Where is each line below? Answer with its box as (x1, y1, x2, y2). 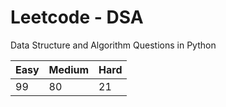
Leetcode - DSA (10, 6, 144, 29)
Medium (48, 62, 90, 76)
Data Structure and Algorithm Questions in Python (10, 39, 217, 51)
